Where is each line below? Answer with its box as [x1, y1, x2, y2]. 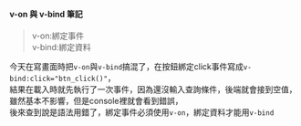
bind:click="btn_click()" [9, 74, 108, 84]
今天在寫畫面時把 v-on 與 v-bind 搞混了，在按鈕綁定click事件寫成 [9, 61, 244, 72]
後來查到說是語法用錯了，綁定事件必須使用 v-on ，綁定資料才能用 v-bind [9, 107, 275, 118]
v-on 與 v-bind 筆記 [9, 8, 84, 19]
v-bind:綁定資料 [31, 42, 91, 53]
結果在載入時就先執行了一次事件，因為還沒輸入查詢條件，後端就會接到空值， [9, 84, 297, 95]
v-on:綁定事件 [31, 30, 85, 41]
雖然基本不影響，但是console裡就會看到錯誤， [9, 96, 183, 107]
